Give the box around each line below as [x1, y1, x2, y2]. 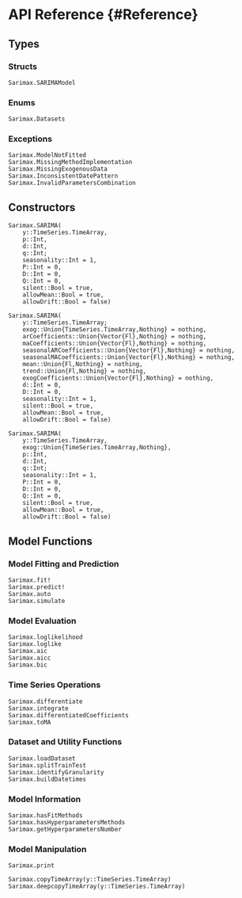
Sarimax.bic [8, 661, 47, 669]
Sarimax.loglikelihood [8, 633, 83, 641]
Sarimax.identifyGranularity [8, 768, 104, 776]
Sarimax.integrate [8, 704, 69, 713]
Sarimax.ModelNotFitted [8, 151, 87, 159]
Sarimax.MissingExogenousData [8, 165, 108, 174]
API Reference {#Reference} [8, 6, 199, 24]
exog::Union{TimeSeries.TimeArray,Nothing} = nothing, [22, 326, 207, 334]
